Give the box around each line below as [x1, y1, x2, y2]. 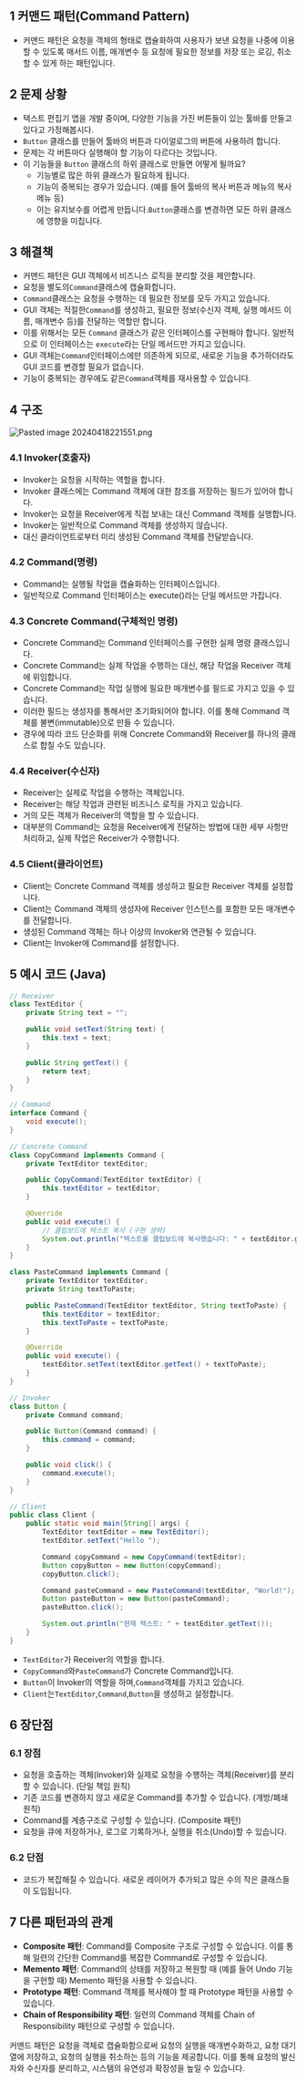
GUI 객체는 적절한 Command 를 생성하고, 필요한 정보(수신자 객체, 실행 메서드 [22, 305, 282, 316]
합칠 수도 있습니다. [39, 740, 107, 751]
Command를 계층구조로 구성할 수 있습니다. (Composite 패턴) [22, 1815, 241, 1826]
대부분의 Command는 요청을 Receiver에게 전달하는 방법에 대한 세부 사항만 [22, 822, 289, 833]
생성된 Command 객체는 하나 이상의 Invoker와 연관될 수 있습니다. [22, 926, 257, 937]
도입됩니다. [32, 1885, 73, 1896]
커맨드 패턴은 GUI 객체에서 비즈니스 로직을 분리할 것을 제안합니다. [22, 270, 256, 281]
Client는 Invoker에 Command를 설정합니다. [22, 937, 179, 948]
